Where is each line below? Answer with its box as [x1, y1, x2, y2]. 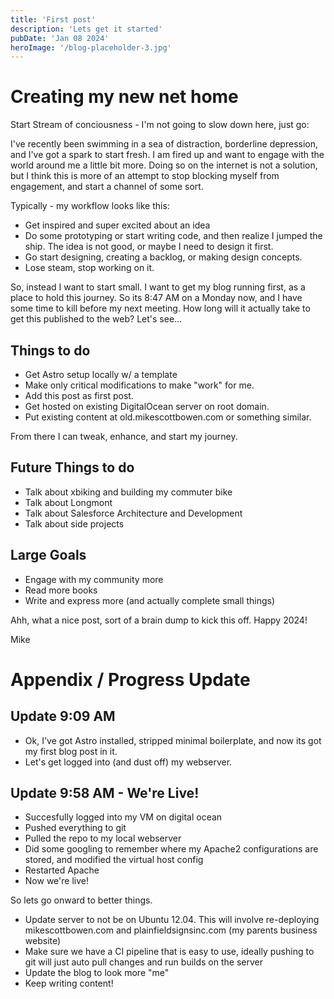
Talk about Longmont [24, 496, 113, 508]
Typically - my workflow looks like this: [10, 200, 170, 212]
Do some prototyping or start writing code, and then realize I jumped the [24, 230, 323, 242]
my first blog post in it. [24, 745, 118, 757]
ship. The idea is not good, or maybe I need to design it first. [24, 241, 274, 253]
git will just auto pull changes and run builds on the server [24, 956, 263, 968]
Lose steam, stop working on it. [24, 262, 155, 274]
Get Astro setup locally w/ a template [24, 369, 178, 380]
